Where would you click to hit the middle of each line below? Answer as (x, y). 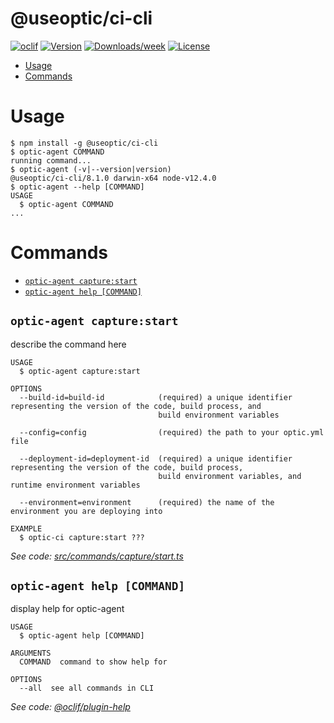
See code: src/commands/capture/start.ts (97, 556)
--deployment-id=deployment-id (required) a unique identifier (156, 458)
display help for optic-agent (67, 609)
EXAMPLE (26, 528)
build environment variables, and (230, 476)
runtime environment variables (75, 485)
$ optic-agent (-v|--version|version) (91, 169)
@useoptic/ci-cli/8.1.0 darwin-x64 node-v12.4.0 (113, 178)
